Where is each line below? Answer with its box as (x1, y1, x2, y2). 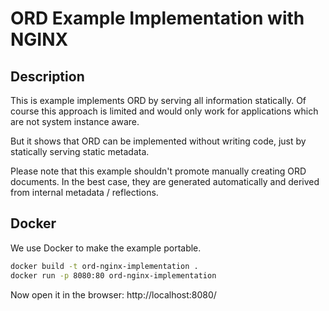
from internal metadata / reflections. (10, 187, 159, 198)
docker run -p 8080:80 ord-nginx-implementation (10, 270, 217, 281)
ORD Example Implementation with (10, 7, 305, 30)
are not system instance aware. (10, 116, 140, 127)
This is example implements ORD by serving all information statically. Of (10, 95, 307, 106)
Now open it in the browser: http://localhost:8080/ (10, 288, 217, 301)
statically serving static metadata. (10, 146, 150, 157)
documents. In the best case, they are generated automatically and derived (10, 176, 320, 187)
